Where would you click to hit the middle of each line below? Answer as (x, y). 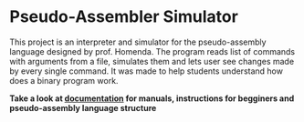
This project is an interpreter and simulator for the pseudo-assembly (138, 42)
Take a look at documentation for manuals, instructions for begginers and (152, 98)
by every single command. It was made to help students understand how (146, 71)
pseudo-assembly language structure (83, 107)
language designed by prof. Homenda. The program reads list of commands (152, 51)
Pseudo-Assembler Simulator (124, 17)
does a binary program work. (64, 80)
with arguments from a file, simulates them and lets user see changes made (152, 61)
